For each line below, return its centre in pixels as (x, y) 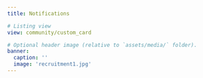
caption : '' (31, 58)
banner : (18, 51)
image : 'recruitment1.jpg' (52, 64)
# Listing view (29, 26)
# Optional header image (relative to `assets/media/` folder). (102, 45)
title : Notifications (39, 13)
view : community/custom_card (49, 32)
